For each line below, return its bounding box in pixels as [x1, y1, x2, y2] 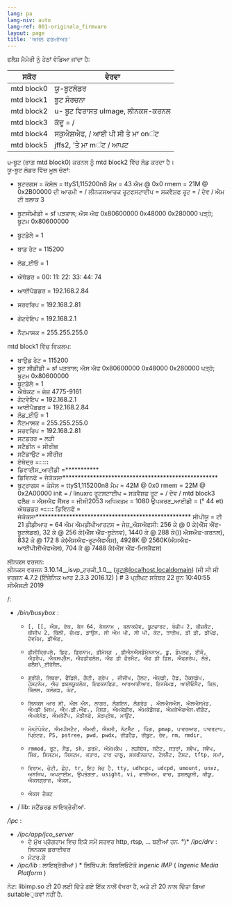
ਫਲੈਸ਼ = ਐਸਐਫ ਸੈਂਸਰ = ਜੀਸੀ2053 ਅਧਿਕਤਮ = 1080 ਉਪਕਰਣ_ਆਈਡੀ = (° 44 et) [17, 497, 224, 505]
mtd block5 [10, 140, 48, 150]
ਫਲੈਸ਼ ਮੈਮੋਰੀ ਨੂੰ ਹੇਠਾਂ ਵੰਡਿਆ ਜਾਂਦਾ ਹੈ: [7, 55, 90, 63]
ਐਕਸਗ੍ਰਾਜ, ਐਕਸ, [27, 777, 72, 784]
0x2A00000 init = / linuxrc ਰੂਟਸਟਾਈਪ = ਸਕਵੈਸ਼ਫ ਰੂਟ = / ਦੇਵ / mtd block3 [17, 489, 215, 498]
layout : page [7, 29, 45, 37]
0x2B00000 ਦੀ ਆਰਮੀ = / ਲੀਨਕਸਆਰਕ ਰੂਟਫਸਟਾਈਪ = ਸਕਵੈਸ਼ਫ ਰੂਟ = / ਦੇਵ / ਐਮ [17, 188, 224, 196]
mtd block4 [10, 129, 48, 139]
